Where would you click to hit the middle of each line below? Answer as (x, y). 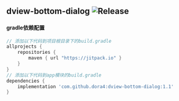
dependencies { (26, 81)
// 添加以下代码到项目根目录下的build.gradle (59, 41)
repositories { (37, 53)
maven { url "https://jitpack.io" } (75, 58)
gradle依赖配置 (25, 28)
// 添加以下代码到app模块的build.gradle (54, 75)
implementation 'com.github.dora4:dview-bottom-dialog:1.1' (96, 86)
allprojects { (25, 47)
